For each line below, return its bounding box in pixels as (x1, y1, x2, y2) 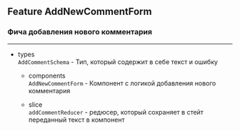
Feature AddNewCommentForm (7, 6, 152, 18)
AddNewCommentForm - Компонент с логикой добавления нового (28, 78, 216, 88)
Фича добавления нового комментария (7, 27, 152, 37)
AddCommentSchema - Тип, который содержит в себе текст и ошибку (17, 57, 218, 66)
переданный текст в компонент (28, 115, 125, 124)
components (28, 71, 66, 80)
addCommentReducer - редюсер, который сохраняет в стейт (28, 108, 204, 116)
